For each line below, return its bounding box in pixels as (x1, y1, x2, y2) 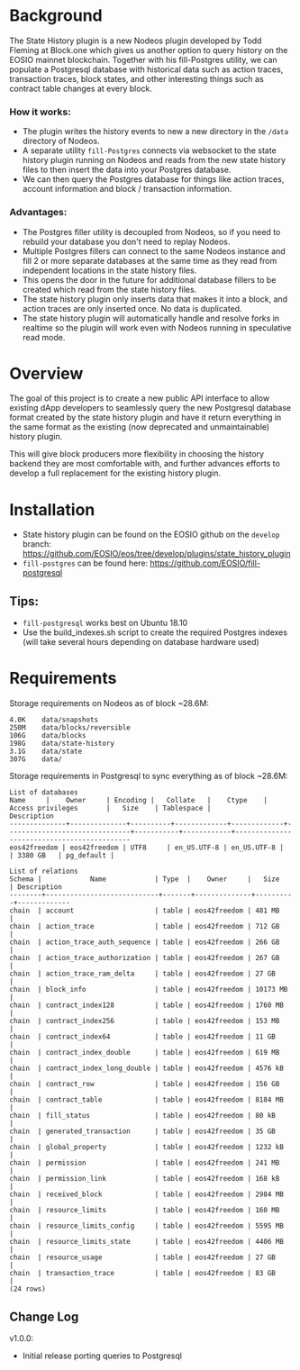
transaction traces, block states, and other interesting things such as (9, 73, 264, 84)
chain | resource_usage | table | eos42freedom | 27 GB (9, 1253, 277, 1262)
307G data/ (9, 755, 63, 764)
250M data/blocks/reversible (9, 723, 131, 732)
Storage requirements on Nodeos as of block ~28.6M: (9, 698, 210, 709)
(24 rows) (9, 1284, 47, 1293)
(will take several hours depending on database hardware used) (22, 637, 259, 648)
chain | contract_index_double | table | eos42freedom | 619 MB (9, 1048, 280, 1057)
